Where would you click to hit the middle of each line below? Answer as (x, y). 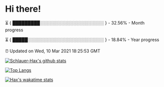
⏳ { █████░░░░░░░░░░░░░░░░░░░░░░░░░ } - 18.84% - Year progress (82, 40)
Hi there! (23, 9)
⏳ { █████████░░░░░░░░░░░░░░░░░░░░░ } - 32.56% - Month (75, 22)
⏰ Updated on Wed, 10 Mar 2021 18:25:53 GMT (53, 51)
